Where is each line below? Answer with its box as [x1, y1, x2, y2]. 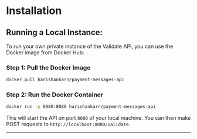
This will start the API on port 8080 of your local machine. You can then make [6, 114, 191, 121]
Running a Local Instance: [6, 27, 103, 37]
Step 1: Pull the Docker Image [6, 63, 91, 71]
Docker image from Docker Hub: [6, 49, 84, 56]
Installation [6, 4, 62, 18]
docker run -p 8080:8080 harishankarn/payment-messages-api [6, 104, 157, 110]
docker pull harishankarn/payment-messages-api [6, 77, 125, 83]
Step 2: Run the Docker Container [6, 91, 104, 99]
